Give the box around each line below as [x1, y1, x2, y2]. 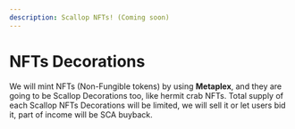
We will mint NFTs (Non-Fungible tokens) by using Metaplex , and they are [9, 81, 282, 92]
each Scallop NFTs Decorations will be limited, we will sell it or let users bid [9, 100, 286, 110]
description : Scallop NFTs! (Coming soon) [9, 12, 170, 22]
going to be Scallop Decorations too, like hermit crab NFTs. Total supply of [9, 90, 284, 101]
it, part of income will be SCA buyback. [9, 109, 154, 120]
